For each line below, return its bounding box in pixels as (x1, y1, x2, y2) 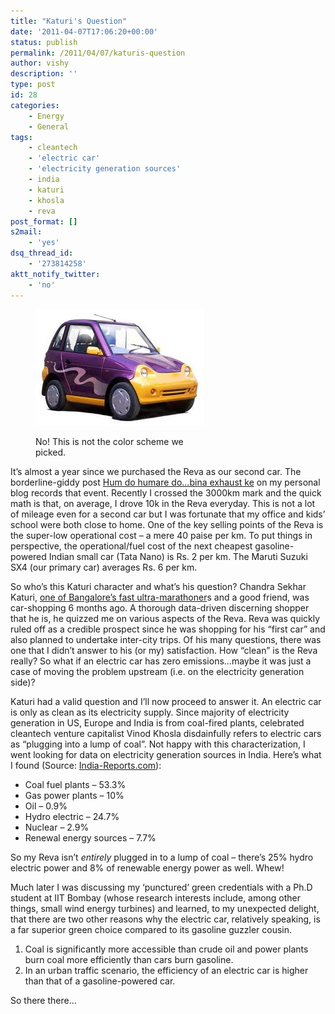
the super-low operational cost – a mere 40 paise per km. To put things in (10, 529, 313, 541)
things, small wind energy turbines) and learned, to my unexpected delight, (10, 902, 320, 914)
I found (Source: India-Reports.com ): (10, 759, 162, 771)
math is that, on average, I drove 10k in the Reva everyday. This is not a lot (10, 497, 316, 509)
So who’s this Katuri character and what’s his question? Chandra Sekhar (10, 580, 307, 592)
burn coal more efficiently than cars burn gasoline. (24, 953, 234, 965)
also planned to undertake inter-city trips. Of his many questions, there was (10, 633, 322, 645)
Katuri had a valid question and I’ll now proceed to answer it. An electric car (10, 695, 322, 707)
